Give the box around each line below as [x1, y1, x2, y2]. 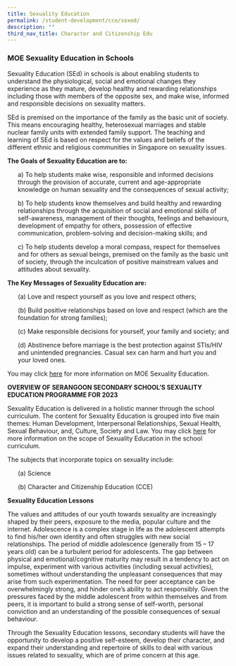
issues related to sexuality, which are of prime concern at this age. [7, 650, 200, 659]
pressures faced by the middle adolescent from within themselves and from [7, 592, 227, 600]
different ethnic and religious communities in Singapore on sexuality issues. [7, 142, 227, 152]
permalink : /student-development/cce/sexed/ [7, 17, 140, 24]
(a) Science [17, 469, 51, 477]
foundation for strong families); [17, 313, 108, 321]
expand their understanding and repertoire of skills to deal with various [7, 643, 213, 652]
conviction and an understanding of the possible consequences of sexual [7, 607, 221, 615]
